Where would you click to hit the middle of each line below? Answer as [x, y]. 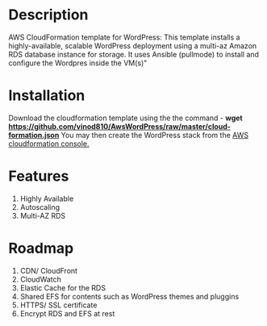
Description [48, 15]
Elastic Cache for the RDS [63, 287]
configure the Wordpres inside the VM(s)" [78, 63]
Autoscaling [40, 207]
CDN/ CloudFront [49, 270]
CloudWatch [41, 279]
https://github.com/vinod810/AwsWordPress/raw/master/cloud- [120, 126]
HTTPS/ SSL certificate [58, 305]
